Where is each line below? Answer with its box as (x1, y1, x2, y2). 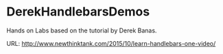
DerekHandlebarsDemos (6, 4, 150, 20)
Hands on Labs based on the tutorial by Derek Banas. (6, 26, 157, 34)
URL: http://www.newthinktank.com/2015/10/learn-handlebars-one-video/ (6, 39, 216, 47)
